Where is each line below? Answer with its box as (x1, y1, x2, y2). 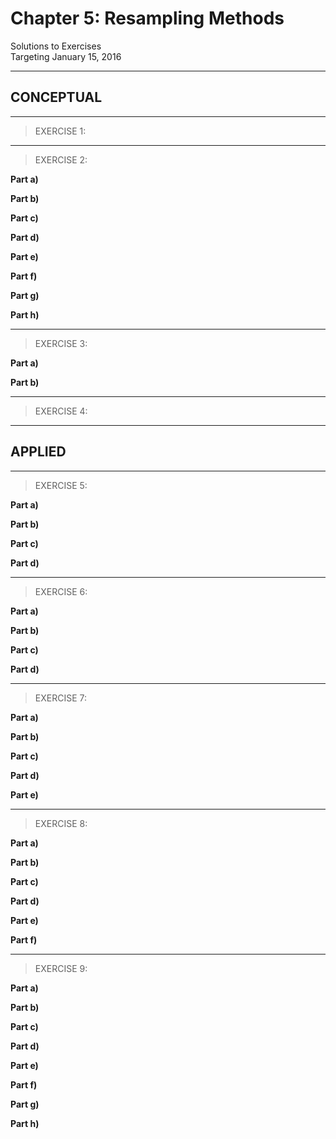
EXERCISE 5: (34, 479, 88, 491)
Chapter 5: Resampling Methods (10, 7, 285, 30)
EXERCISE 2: (34, 153, 88, 166)
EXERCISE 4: (34, 405, 88, 417)
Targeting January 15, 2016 (10, 50, 122, 62)
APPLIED (10, 443, 67, 461)
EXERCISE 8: (34, 817, 88, 829)
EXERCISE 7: (34, 692, 87, 704)
